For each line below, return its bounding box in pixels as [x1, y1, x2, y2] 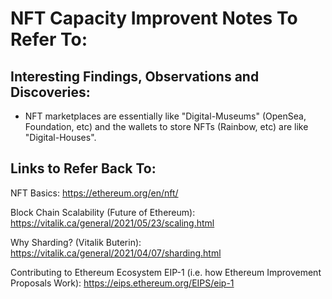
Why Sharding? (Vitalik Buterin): [10, 236, 142, 248]
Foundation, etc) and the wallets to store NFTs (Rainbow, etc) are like [24, 121, 309, 132]
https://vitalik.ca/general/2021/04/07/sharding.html [10, 247, 222, 259]
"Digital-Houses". [24, 132, 97, 143]
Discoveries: [10, 83, 91, 101]
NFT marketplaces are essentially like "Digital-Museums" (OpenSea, [24, 110, 307, 122]
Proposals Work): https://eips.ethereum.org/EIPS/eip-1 [10, 277, 235, 289]
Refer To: [10, 28, 88, 51]
